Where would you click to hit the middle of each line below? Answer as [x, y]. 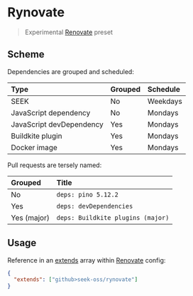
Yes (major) [30, 218]
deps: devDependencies [95, 206]
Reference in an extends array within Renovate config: [87, 260]
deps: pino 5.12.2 [87, 194]
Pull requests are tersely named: [55, 165]
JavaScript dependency [51, 112]
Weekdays [165, 101]
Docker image [34, 147]
